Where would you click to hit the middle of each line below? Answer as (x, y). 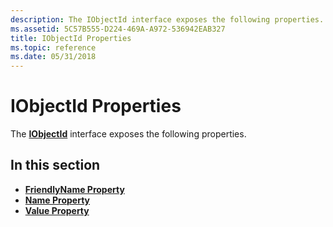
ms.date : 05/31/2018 (53, 57)
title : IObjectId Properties (71, 38)
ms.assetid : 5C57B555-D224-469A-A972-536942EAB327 (118, 29)
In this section (55, 165)
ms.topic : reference (53, 47)
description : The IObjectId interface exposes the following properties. (167, 19)
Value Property (57, 210)
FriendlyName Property (74, 189)
